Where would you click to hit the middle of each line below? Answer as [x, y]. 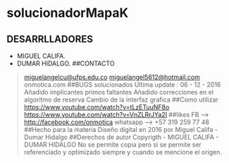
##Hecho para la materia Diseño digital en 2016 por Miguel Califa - [120, 129]
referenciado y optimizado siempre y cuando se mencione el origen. [123, 152]
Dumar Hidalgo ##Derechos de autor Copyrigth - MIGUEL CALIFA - [121, 137]
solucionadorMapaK [68, 13]
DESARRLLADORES [50, 39]
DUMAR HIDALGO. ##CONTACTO [66, 64]
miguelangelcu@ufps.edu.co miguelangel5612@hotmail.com [112, 77]
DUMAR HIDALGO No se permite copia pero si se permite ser [113, 145]
